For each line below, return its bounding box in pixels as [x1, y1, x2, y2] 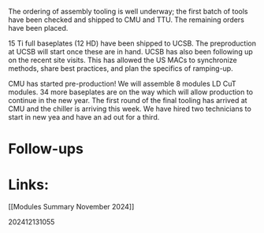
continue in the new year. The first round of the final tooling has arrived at [8, 96, 247, 105]
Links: [8, 176, 50, 194]
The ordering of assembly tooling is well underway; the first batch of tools [8, 7, 248, 16]
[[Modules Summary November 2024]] [8, 202, 135, 212]
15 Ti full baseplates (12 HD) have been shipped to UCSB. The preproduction [8, 39, 257, 48]
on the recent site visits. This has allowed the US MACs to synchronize [8, 55, 238, 65]
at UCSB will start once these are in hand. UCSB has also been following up [8, 47, 254, 56]
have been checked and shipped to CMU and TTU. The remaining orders [8, 15, 244, 24]
